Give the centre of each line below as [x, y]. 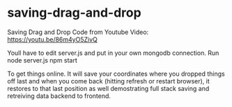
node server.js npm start [42, 60]
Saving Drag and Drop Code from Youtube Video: [78, 32]
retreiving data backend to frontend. [59, 96]
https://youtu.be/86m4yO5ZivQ [52, 39]
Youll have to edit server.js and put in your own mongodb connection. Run [113, 53]
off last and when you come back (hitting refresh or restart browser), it [109, 81]
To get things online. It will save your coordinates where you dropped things [116, 74]
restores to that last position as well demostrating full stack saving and [108, 88]
